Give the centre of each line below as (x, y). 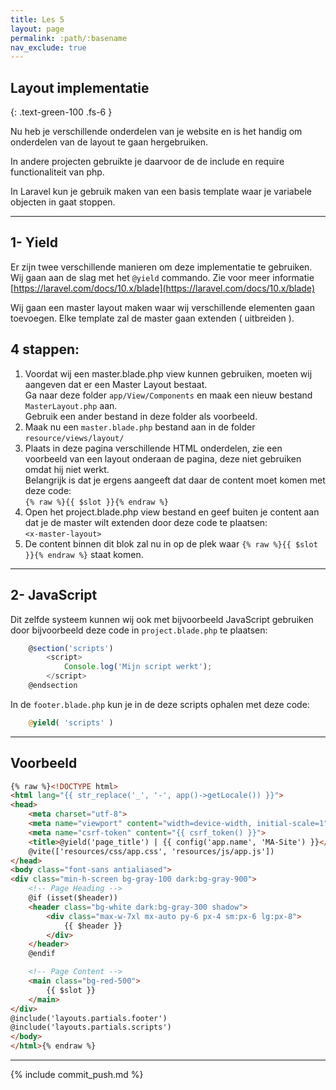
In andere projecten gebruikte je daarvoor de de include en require (147, 162)
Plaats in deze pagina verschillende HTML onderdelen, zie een (153, 448)
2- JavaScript (54, 595)
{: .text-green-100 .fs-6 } (61, 112)
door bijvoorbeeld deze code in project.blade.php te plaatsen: (139, 630)
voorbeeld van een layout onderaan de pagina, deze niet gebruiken (163, 458)
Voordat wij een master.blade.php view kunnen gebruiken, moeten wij (168, 373)
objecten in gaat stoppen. (63, 202)
